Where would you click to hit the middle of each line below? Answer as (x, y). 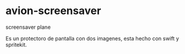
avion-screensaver (53, 11)
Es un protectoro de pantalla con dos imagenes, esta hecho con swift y (92, 38)
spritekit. (16, 45)
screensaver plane (28, 27)
